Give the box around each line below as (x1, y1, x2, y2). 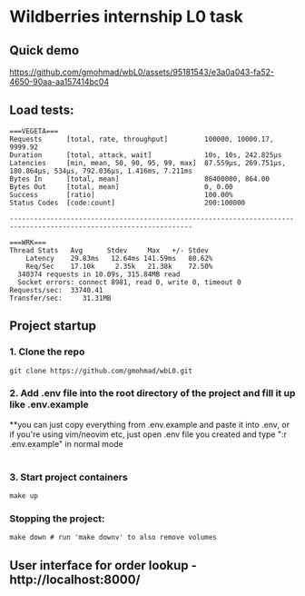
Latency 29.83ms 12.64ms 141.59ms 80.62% (25, 253, 213, 263)
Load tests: (9, 103, 74, 118)
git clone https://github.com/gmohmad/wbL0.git (9, 366, 193, 375)
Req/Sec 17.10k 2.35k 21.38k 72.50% (25, 262, 213, 271)
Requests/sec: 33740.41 (9, 285, 103, 294)
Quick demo (9, 43, 80, 58)
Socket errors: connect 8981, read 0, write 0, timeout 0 (17, 277, 242, 287)
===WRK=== (9, 238, 47, 247)
